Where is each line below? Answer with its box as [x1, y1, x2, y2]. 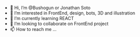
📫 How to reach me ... [10, 26, 57, 32]
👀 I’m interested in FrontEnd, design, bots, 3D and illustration [10, 10, 135, 16]
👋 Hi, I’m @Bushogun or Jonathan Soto [10, 5, 91, 10]
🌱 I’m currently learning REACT [10, 15, 74, 21]
